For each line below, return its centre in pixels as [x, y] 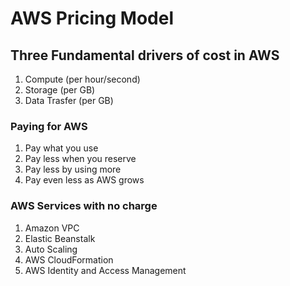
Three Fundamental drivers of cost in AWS [145, 55]
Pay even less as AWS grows [84, 180]
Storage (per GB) [60, 90]
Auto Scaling [51, 249]
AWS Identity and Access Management [105, 270]
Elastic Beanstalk [60, 238]
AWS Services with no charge [84, 206]
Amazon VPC [52, 228]
